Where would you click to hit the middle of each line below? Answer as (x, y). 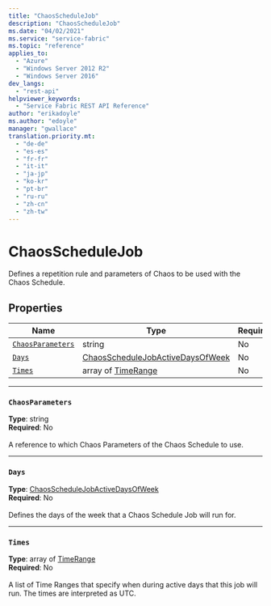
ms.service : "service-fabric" (59, 38)
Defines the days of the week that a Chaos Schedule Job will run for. (122, 515)
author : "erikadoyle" (45, 114)
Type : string (29, 419)
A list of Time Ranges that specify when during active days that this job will (133, 585)
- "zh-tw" (32, 211)
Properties (35, 308)
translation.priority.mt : (52, 136)
